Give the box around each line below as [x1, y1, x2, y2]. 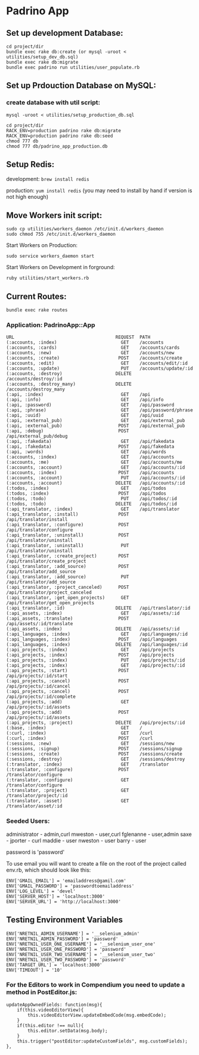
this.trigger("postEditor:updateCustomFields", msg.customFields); [17, 1038, 188, 1044]
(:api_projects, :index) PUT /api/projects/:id [6, 657, 185, 663]
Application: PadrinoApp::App [6, 321, 95, 329]
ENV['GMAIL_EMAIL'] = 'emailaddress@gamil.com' [6, 878, 127, 884]
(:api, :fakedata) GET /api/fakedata [6, 439, 175, 445]
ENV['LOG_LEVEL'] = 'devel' [6, 888, 76, 894]
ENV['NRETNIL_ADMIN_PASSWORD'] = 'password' [6, 936, 119, 942]
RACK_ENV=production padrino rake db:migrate [6, 127, 121, 133]
